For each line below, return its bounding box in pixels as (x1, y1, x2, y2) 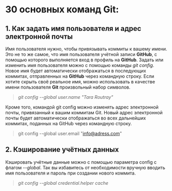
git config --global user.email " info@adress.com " (17, 130, 122, 136)
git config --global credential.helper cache (17, 180, 109, 186)
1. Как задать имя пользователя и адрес (5, 24, 142, 33)
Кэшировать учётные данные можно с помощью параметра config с (5, 159, 157, 165)
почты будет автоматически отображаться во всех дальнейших (5, 115, 146, 121)
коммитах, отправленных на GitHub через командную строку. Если (5, 73, 155, 79)
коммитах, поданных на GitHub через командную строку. (5, 120, 132, 127)
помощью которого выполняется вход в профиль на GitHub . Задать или (5, 57, 164, 63)
